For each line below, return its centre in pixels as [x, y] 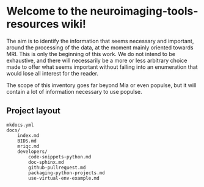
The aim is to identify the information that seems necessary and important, [100, 41]
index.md [28, 135]
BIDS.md [27, 141]
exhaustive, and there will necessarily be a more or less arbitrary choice [97, 60]
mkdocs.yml [20, 125]
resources [33, 24]
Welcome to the [47, 11]
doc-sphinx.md [46, 162]
